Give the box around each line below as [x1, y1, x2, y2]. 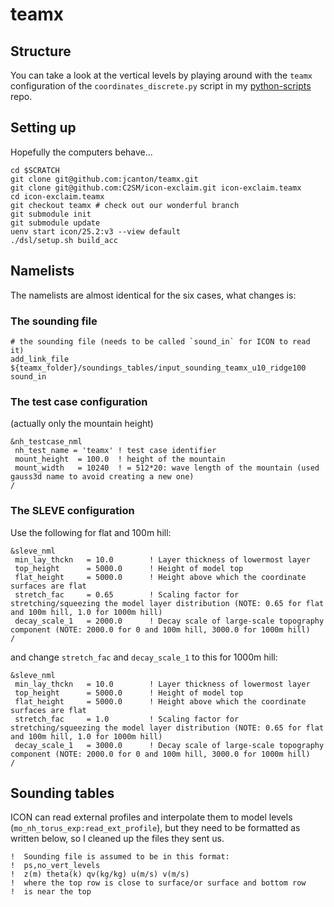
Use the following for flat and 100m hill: [10, 526, 172, 538]
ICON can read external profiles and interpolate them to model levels [10, 811, 293, 823]
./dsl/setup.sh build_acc [10, 235, 118, 245]
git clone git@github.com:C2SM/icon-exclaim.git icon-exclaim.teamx [10, 183, 302, 193]
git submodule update [10, 218, 101, 228]
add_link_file [10, 354, 70, 364]
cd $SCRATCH [10, 165, 60, 175]
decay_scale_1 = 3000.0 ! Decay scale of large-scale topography [14, 740, 325, 750]
